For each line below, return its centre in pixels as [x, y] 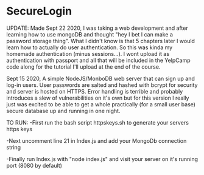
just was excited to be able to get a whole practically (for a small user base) [101, 104]
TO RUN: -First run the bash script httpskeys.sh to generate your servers [97, 122]
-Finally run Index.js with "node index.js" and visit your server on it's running [102, 159]
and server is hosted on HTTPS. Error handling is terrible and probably [95, 91]
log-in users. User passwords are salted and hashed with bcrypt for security [102, 85]
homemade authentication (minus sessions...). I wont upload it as [88, 53]
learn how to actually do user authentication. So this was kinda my [90, 47]
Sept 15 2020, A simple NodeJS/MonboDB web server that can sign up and [100, 78]
